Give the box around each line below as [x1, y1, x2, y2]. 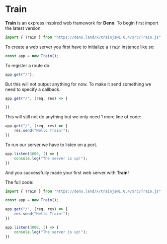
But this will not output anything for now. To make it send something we [5, 81, 152, 87]
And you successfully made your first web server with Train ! [5, 169, 129, 175]
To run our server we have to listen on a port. [5, 142, 98, 148]
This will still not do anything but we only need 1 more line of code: [5, 114, 142, 120]
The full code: [5, 179, 34, 185]
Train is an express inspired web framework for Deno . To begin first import [5, 20, 159, 26]
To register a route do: [5, 62, 51, 68]
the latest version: [5, 25, 42, 31]
